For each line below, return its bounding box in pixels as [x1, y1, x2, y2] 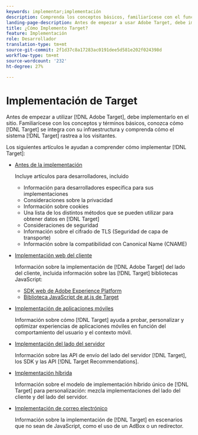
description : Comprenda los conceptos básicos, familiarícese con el [6, 14, 181, 20]
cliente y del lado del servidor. [14, 393, 88, 401]
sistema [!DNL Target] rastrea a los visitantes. [6, 132, 117, 139]
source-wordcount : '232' [6, 58, 67, 64]
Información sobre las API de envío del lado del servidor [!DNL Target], [14, 352, 187, 359]
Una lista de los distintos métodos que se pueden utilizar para [23, 209, 174, 216]
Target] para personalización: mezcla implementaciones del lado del [14, 387, 181, 394]
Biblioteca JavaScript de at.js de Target [23, 294, 119, 301]
